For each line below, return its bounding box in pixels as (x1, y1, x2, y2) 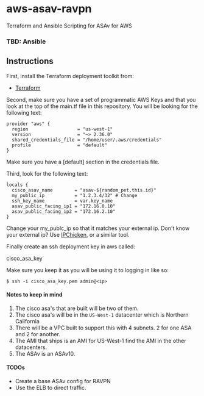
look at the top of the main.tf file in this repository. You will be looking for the (6, 103, 198, 110)
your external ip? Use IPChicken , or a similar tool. (6, 231, 130, 238)
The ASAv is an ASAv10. (15, 350, 76, 357)
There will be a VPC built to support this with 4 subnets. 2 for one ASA (15, 324, 192, 331)
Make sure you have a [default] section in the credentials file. (6, 158, 160, 165)
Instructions (6, 56, 54, 67)
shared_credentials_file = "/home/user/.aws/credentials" (12, 137, 163, 143)
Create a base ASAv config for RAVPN (15, 378, 111, 385)
